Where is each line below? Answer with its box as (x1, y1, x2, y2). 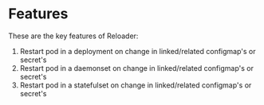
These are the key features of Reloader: (8, 31, 139, 41)
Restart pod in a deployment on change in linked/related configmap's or (19, 46, 257, 56)
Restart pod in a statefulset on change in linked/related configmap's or (19, 80, 252, 90)
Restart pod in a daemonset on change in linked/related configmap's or (19, 63, 254, 72)
